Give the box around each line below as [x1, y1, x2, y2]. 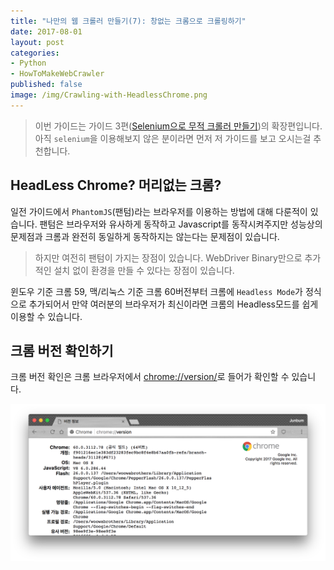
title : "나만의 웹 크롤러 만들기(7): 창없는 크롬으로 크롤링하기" [10, 16, 247, 26]
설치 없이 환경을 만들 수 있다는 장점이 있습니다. [53, 264, 235, 276]
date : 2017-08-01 [10, 26, 83, 37]
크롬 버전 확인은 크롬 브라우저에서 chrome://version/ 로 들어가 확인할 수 [10, 371, 290, 383]
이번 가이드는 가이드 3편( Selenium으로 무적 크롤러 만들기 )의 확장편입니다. [34, 120, 323, 132]
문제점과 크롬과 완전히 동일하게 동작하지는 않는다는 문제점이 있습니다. [10, 230, 280, 242]
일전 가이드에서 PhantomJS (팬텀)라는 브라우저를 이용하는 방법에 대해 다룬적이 [10, 205, 308, 217]
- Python [10, 58, 47, 69]
